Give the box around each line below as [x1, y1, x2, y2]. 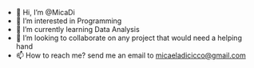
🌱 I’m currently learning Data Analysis [15, 25, 140, 34]
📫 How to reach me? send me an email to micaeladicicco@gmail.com [15, 50, 246, 60]
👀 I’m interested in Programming [15, 16, 122, 26]
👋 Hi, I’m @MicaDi [15, 8, 76, 17]
